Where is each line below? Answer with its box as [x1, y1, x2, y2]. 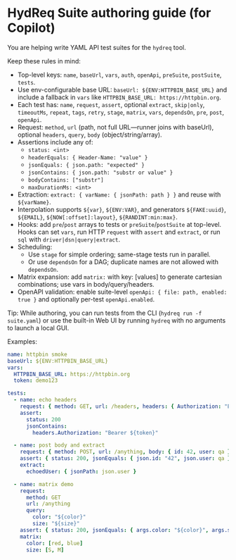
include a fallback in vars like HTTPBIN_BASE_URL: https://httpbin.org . [17, 93, 221, 101]
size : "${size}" [32, 520, 80, 528]
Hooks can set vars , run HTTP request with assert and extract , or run [17, 228, 221, 236]
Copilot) [7, 20, 55, 36]
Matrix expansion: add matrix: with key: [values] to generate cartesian [17, 273, 223, 281]
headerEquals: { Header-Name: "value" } [27, 154, 148, 161]
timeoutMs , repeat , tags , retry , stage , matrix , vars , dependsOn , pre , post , [17, 108, 225, 116]
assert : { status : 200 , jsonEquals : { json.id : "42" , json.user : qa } [20, 455, 231, 462]
